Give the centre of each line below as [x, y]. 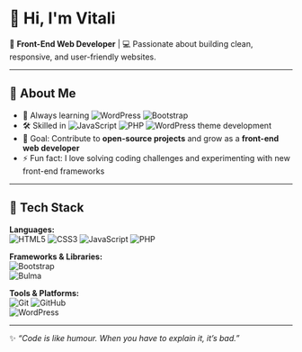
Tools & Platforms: [44, 293]
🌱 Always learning [56, 115]
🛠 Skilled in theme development [147, 125]
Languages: [32, 230]
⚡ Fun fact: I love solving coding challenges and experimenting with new [156, 158]
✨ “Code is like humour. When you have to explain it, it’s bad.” [124, 338]
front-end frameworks [63, 171]
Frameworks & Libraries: [56, 257]
